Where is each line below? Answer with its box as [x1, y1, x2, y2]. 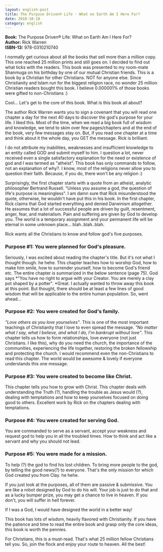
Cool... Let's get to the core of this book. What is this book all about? [5, 100, 143, 106]
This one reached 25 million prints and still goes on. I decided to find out [5, 59, 150, 65]
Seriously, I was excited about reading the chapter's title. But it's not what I [5, 255, 155, 260]
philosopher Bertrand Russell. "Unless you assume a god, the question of [5, 185, 152, 191]
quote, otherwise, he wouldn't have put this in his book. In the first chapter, [5, 196, 155, 202]
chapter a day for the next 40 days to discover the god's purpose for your [5, 114, 153, 120]
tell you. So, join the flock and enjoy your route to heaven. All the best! [5, 541, 146, 547]
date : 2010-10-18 [5, 16, 40, 21]
